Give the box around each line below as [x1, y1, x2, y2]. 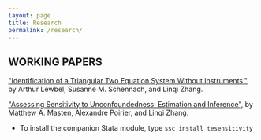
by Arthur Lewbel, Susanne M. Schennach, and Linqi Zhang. [8, 84, 203, 94]
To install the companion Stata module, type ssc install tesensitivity [19, 123, 254, 133]
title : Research [8, 19, 62, 27]
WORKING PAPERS [8, 55, 103, 68]
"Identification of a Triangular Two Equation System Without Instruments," [8, 76, 248, 86]
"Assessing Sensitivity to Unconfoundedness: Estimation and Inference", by [8, 100, 254, 109]
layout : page [8, 11, 51, 20]
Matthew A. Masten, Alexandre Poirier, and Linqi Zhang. [8, 108, 189, 118]
